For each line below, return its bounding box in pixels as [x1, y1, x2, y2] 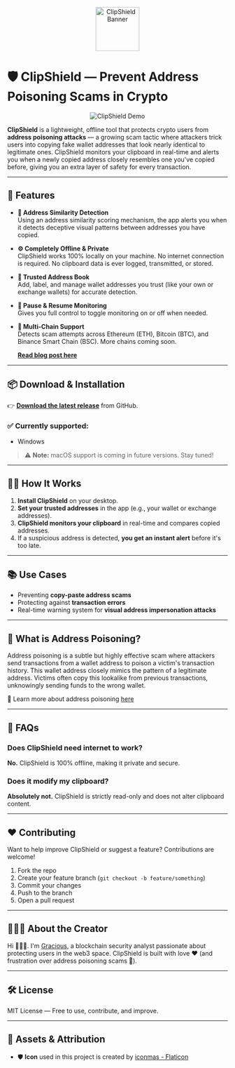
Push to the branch [17, 888, 73, 897]
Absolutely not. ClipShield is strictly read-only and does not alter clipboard [7, 792, 225, 801]
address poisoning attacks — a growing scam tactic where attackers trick [7, 133, 222, 141]
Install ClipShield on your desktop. [17, 496, 119, 505]
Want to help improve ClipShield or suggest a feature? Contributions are [7, 846, 215, 854]
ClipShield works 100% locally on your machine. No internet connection [17, 251, 225, 260]
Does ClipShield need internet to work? [7, 742, 143, 752]
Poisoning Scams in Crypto [7, 88, 169, 105]
